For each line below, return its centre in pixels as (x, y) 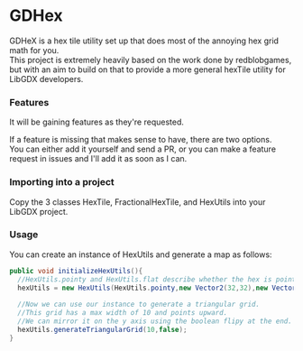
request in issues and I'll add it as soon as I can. (98, 159)
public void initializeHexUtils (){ (76, 271)
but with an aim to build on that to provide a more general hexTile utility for (147, 69)
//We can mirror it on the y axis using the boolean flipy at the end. (155, 321)
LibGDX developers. (46, 79)
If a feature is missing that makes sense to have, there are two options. (141, 140)
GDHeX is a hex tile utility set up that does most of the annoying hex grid (144, 41)
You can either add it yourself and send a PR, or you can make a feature (143, 149)
